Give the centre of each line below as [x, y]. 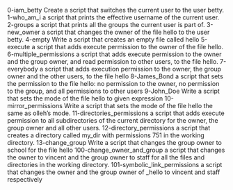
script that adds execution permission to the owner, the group [133, 69]
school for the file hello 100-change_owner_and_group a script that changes [116, 150]
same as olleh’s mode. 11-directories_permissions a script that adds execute [116, 113]
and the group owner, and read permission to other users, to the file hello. [113, 61]
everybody [23, 69]
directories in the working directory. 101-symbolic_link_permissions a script [115, 165]
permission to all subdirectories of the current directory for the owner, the [113, 120]
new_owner [24, 32]
